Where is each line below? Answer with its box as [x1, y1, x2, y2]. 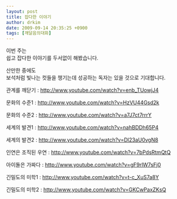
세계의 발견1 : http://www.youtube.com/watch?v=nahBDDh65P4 [6, 124, 159, 131]
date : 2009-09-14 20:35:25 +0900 [6, 25, 88, 31]
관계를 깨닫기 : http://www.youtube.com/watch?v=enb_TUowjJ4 [6, 87, 159, 94]
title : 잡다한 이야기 [6, 14, 52, 20]
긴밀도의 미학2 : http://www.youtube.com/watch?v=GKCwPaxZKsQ [6, 186, 166, 193]
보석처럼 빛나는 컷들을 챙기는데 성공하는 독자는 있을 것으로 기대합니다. [6, 74, 166, 81]
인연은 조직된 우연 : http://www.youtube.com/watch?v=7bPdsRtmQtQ [6, 149, 171, 156]
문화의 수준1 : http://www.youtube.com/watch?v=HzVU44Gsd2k [6, 99, 159, 106]
